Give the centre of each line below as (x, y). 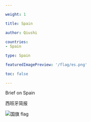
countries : (17, 42)
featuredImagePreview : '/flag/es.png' (46, 65)
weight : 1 (16, 14)
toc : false (17, 74)
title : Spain (19, 23)
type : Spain (18, 56)
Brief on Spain (20, 93)
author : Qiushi (21, 33)
